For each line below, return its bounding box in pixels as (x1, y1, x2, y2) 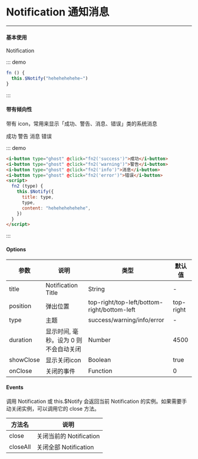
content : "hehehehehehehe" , (21, 205, 91, 211)
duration (9, 336, 32, 344)
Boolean (88, 355, 111, 363)
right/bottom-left (88, 305, 136, 313)
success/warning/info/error (88, 316, 164, 324)
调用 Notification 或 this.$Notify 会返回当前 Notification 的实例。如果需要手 (6, 398, 187, 405)
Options (6, 245, 27, 253)
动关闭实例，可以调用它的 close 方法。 (6, 405, 100, 412)
